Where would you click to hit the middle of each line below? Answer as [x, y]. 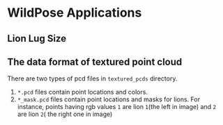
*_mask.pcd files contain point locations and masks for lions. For [109, 99]
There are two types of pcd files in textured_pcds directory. [92, 78]
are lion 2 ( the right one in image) [65, 114]
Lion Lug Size [37, 39]
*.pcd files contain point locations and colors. [83, 92]
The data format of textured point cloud [95, 61]
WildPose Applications [75, 13]
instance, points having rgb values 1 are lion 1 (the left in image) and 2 [117, 107]
